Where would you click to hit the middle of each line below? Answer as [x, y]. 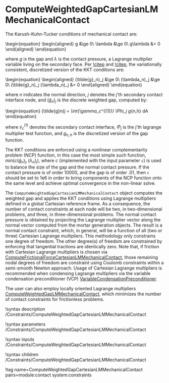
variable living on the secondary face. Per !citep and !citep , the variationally [84, 64]
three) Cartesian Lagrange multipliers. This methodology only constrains [80, 236]
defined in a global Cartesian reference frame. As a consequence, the [78, 203]
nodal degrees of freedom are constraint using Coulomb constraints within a [84, 262]
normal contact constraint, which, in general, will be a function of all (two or [84, 230]
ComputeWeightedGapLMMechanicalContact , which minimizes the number [83, 294]
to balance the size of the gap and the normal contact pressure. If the [77, 167]
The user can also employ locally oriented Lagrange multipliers [71, 288]
